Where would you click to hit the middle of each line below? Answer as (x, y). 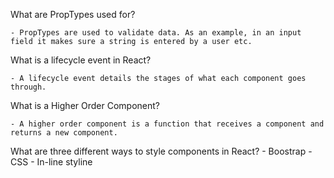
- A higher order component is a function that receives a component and (167, 124)
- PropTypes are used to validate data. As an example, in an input (156, 33)
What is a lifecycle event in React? (81, 60)
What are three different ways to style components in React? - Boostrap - (161, 151)
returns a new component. (64, 133)
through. (28, 87)
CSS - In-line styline (51, 162)
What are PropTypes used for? (73, 14)
